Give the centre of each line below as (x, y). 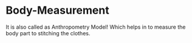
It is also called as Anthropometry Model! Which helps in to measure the (96, 27)
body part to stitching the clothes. (48, 33)
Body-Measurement (58, 10)
